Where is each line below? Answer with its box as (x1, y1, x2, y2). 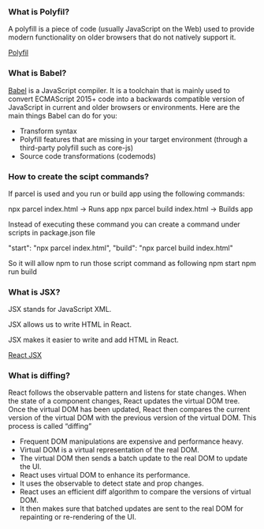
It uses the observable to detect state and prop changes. (19, 478, 204, 488)
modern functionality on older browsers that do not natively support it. (8, 32, 236, 42)
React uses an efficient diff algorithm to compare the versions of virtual (19, 487, 251, 497)
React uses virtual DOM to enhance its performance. (19, 471, 191, 480)
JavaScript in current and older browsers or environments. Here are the (8, 102, 240, 112)
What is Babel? (8, 68, 67, 79)
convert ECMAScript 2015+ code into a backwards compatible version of (8, 94, 245, 103)
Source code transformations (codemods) (19, 151, 156, 160)
